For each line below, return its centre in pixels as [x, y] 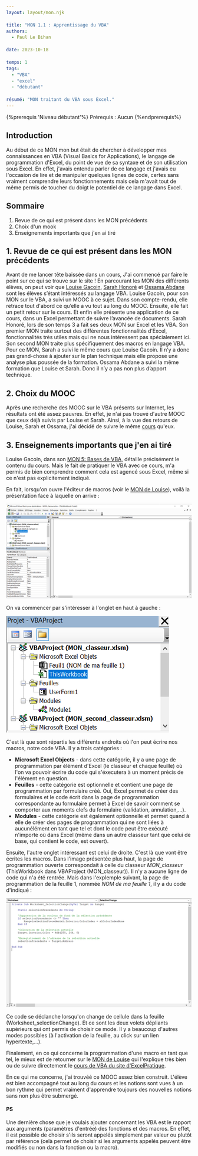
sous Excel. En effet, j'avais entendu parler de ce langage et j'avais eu [91, 169]
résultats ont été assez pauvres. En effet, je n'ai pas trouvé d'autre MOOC [96, 414]
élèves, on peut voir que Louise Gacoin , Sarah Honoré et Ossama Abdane [95, 287]
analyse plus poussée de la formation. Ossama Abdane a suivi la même [93, 362]
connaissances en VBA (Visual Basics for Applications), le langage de [90, 156]
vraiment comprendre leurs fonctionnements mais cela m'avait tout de [91, 181]
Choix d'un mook [35, 226]
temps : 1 [17, 62]
